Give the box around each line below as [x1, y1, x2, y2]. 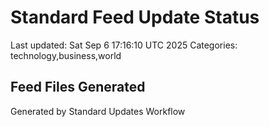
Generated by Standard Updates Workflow [10, 105, 186, 117]
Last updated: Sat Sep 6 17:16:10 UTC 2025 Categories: [10, 39, 238, 51]
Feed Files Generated [10, 79, 146, 96]
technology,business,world [10, 49, 122, 61]
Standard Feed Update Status [10, 6, 260, 29]
